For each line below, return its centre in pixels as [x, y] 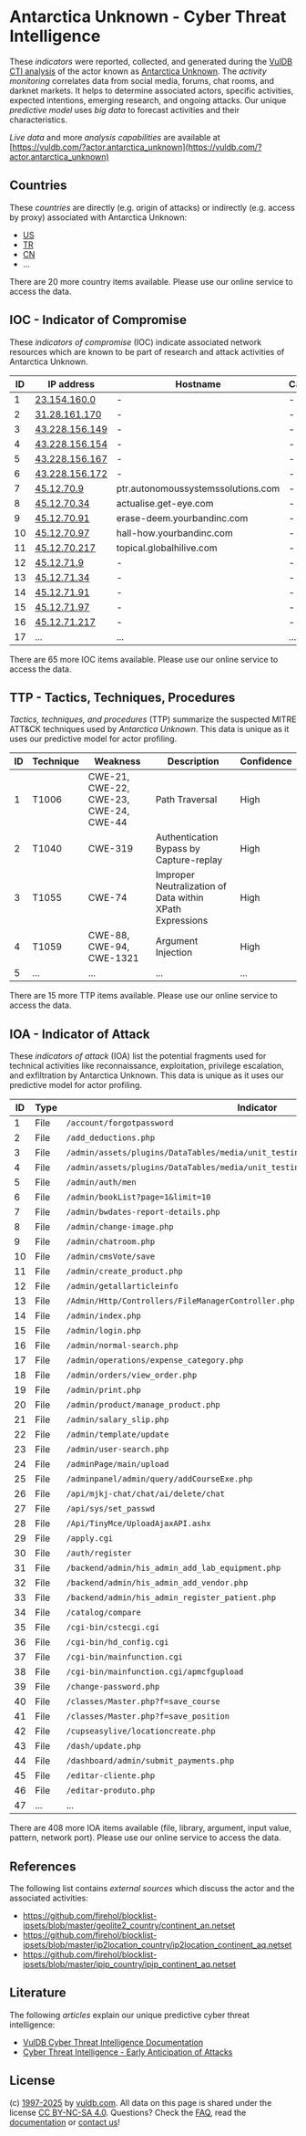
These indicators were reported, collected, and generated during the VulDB [151, 61]
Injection [174, 953]
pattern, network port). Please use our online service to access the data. [145, 1838]
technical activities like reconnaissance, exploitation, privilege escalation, [147, 1066]
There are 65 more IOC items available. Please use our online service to [144, 659]
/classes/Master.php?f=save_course [143, 1701]
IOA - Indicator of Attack [80, 1034]
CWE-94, [109, 947]
